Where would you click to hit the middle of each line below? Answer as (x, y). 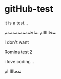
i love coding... (19, 61)
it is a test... (16, 23)
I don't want (17, 42)
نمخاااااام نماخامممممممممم (31, 32)
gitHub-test (29, 9)
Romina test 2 (18, 52)
